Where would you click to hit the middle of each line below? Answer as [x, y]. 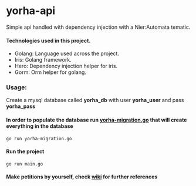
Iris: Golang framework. [43, 60]
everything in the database [40, 126]
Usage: [17, 87]
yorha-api [31, 11]
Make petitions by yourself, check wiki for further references [82, 177]
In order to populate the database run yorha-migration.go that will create [97, 120]
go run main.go [25, 164]
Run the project [25, 151]
